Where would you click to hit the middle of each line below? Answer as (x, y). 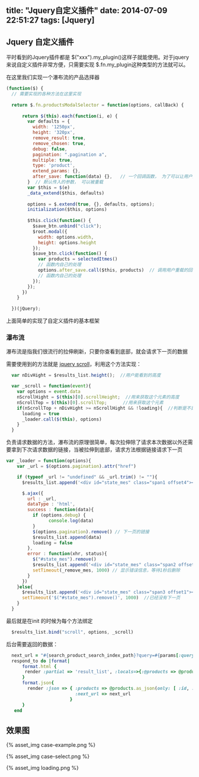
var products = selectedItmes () (78, 259)
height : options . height (67, 243)
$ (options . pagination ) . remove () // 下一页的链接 (91, 532)
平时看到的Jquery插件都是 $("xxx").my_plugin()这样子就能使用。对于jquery (98, 57)
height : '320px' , (54, 133)
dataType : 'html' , (52, 504)
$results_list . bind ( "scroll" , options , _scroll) (73, 632)
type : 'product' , (54, 166)
